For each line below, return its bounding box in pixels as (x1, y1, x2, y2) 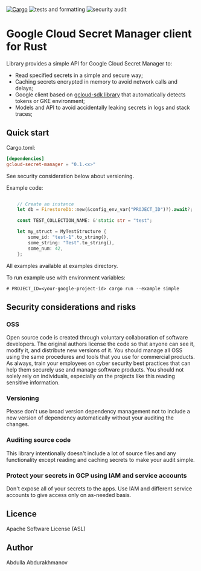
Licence (6, 509, 37, 519)
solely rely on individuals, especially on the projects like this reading (6, 373, 175, 380)
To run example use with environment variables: (6, 273, 126, 281)
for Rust (6, 40, 47, 54)
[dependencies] (6, 155, 45, 162)
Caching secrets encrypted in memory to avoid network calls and (14, 78, 178, 85)
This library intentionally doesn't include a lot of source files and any (6, 449, 176, 457)
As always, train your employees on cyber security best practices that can (6, 359, 191, 367)
